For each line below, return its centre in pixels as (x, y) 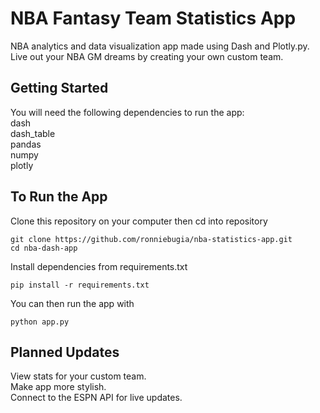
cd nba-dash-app (44, 248)
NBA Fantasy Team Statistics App (153, 18)
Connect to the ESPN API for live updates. (96, 398)
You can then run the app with (72, 303)
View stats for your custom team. (78, 376)
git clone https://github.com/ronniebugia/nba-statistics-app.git (151, 239)
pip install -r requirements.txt (80, 285)
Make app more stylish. (58, 387)
